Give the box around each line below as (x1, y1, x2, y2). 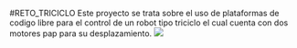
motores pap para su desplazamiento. (9, 28, 153, 39)
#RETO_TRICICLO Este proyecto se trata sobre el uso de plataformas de (9, 8, 280, 18)
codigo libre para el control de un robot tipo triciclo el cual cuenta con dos (9, 17, 289, 28)
